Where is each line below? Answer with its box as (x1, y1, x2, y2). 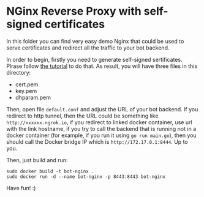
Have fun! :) (6, 184, 36, 191)
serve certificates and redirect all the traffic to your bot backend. (6, 44, 170, 51)
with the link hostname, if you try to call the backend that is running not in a (6, 125, 197, 132)
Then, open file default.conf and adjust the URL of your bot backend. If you (6, 105, 198, 113)
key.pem (15, 87, 37, 94)
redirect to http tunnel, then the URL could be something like (6, 112, 159, 119)
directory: (6, 69, 31, 76)
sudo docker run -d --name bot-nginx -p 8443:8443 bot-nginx (6, 173, 166, 180)
